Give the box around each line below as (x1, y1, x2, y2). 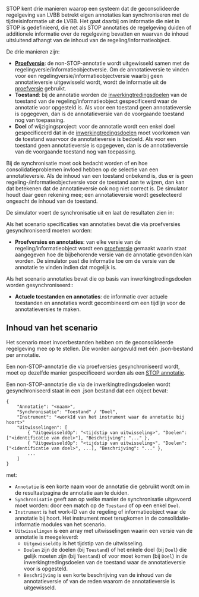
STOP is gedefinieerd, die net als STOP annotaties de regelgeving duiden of (6, 24, 192, 31)
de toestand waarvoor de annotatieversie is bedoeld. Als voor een (14, 136, 176, 142)
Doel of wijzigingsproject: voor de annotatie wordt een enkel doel (14, 123, 175, 130)
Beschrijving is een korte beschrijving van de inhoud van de (23, 571, 172, 579)
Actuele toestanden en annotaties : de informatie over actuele (14, 293, 168, 300)
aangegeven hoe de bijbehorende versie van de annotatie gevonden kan (14, 251, 192, 258)
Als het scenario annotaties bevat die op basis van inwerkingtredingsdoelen (6, 275, 192, 282)
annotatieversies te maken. (14, 306, 81, 313)
